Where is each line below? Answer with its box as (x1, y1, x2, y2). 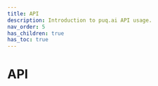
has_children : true (7, 29, 65, 37)
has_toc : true (7, 36, 49, 43)
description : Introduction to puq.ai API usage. (7, 17, 152, 24)
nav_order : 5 (7, 23, 46, 30)
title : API (7, 10, 39, 17)
